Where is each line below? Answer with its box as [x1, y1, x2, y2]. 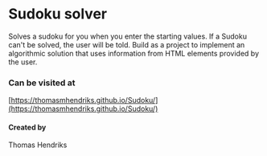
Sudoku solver [8, 5, 107, 23]
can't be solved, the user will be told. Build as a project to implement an [8, 39, 245, 49]
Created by [8, 122, 47, 132]
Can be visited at [8, 77, 76, 88]
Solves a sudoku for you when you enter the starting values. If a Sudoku [8, 31, 248, 41]
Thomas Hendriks [8, 140, 68, 150]
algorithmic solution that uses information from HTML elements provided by [8, 48, 260, 58]
